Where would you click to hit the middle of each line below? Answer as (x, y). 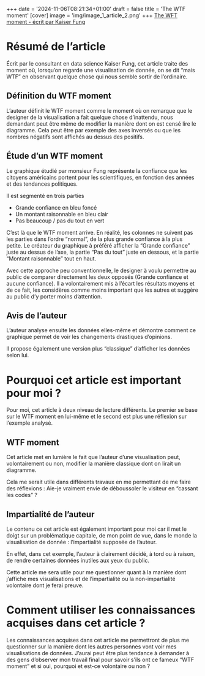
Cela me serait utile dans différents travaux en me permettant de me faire (99, 482)
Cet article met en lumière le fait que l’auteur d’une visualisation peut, (93, 457)
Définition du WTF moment (59, 96)
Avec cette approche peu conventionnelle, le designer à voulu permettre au (101, 270)
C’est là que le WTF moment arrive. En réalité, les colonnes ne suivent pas (100, 232)
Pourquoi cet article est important (94, 380)
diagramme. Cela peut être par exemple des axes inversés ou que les (94, 130)
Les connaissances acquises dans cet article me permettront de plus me (98, 640)
